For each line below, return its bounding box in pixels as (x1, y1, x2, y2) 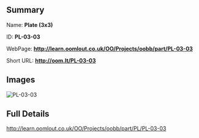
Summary (6, 5, 45, 15)
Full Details (6, 109, 50, 119)
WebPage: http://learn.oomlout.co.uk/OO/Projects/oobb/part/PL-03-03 (6, 45, 193, 52)
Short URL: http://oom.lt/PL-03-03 (6, 56, 96, 64)
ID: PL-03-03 (6, 33, 40, 40)
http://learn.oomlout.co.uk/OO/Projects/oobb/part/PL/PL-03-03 (6, 125, 167, 132)
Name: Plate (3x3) (6, 21, 53, 28)
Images (6, 75, 36, 85)
